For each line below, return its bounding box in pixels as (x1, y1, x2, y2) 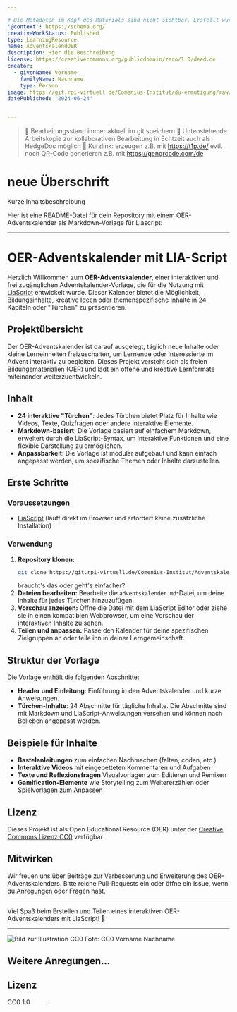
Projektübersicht (7, 324, 83, 336)
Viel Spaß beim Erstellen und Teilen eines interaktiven (7, 907, 164, 915)
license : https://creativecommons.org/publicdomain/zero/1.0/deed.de (7, 56, 217, 63)
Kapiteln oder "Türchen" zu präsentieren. (7, 303, 127, 311)
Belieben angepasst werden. (17, 717, 101, 725)
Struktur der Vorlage (7, 654, 100, 666)
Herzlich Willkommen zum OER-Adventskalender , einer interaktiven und (7, 273, 219, 281)
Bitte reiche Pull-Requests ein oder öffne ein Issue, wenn (63, 879, 229, 887)
